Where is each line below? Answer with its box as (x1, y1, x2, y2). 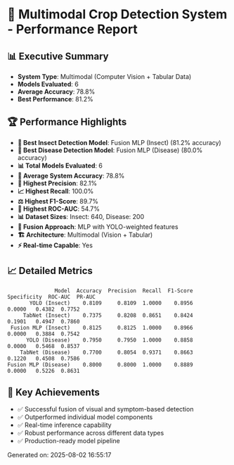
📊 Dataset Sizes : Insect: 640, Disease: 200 (17, 212, 145, 221)
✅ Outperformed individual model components (17, 413, 153, 421)
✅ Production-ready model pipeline (17, 437, 121, 445)
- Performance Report (7, 21, 138, 37)
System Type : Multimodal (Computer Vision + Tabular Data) (17, 73, 192, 80)
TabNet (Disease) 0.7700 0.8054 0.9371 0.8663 (20, 349, 193, 356)
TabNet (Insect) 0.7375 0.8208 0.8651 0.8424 (22, 311, 193, 319)
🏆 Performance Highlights (7, 116, 127, 128)
